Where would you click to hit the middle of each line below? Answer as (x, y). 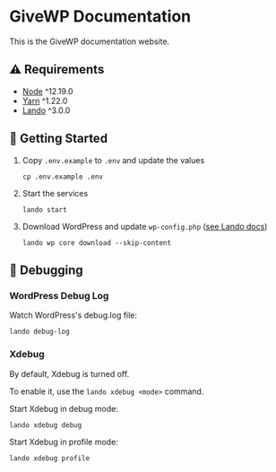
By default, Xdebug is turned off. (69, 373)
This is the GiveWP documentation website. (90, 41)
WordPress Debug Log (59, 295)
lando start (44, 210)
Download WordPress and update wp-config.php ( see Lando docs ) (145, 226)
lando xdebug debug (46, 425)
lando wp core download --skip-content (97, 243)
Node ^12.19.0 (47, 91)
